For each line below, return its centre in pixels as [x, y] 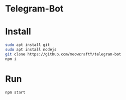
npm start [15, 92]
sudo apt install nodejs [31, 49]
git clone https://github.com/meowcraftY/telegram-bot [63, 54]
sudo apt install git [28, 45]
